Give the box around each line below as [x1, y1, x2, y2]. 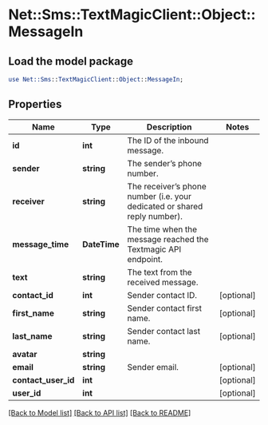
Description [146, 121, 193, 133]
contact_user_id [12, 374, 75, 385]
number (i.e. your [127, 190, 192, 201]
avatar [12, 348, 37, 359]
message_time [12, 238, 69, 249]
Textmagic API [127, 244, 182, 255]
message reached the [127, 233, 209, 244]
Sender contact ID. [127, 289, 198, 300]
